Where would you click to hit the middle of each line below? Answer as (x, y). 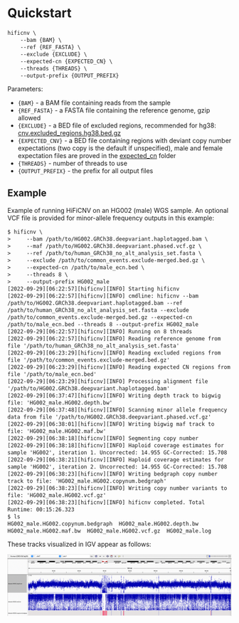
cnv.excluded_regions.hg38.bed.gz (69, 132)
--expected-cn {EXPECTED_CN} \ (67, 61)
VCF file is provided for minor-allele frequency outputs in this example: (111, 218)
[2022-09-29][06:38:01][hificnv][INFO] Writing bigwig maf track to (111, 424)
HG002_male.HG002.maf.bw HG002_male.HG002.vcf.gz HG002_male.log (110, 531)
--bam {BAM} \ (41, 40)
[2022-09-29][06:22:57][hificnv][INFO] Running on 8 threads (100, 331)
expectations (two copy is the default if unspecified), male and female (120, 148)
